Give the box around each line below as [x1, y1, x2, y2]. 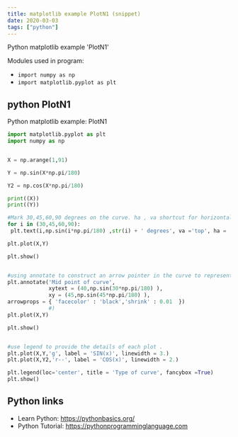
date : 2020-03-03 [7, 17, 59, 24]
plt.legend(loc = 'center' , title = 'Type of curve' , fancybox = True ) [7, 369, 214, 376]
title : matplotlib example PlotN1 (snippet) [7, 10, 141, 18]
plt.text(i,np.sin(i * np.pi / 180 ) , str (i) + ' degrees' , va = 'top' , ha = [10, 227, 227, 234]
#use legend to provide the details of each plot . [7, 343, 163, 351]
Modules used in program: [7, 57, 84, 65]
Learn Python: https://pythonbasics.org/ [17, 414, 135, 422]
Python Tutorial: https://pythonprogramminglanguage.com [17, 421, 188, 430]
